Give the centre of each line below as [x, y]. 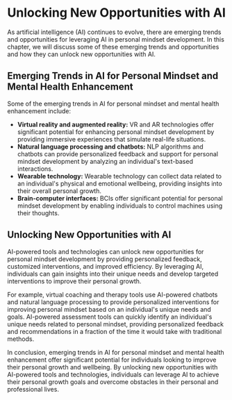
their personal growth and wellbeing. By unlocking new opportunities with [113, 367]
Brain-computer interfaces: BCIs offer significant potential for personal [120, 198]
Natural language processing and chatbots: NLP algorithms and [110, 147]
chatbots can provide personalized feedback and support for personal [118, 153]
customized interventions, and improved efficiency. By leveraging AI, [105, 266]
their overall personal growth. [59, 191]
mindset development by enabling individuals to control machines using [120, 206]
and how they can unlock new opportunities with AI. [82, 54]
